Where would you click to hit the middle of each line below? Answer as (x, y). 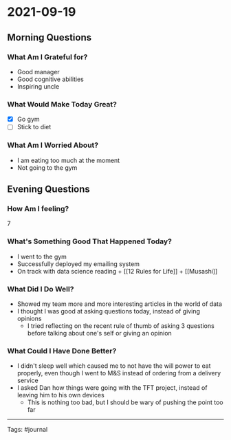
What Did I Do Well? (41, 289)
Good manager (38, 71)
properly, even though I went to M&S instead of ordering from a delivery (119, 373)
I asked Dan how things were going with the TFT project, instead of (112, 388)
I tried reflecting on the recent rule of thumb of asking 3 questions (121, 326)
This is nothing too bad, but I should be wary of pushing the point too (125, 402)
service (28, 381)
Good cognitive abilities (50, 79)
